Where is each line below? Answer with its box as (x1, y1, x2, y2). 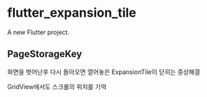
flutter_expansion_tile (7, 5, 136, 21)
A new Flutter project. (7, 28, 70, 36)
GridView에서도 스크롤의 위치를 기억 (7, 82, 107, 91)
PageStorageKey (7, 48, 83, 60)
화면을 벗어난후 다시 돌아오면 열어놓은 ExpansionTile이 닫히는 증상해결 (7, 68, 201, 76)
